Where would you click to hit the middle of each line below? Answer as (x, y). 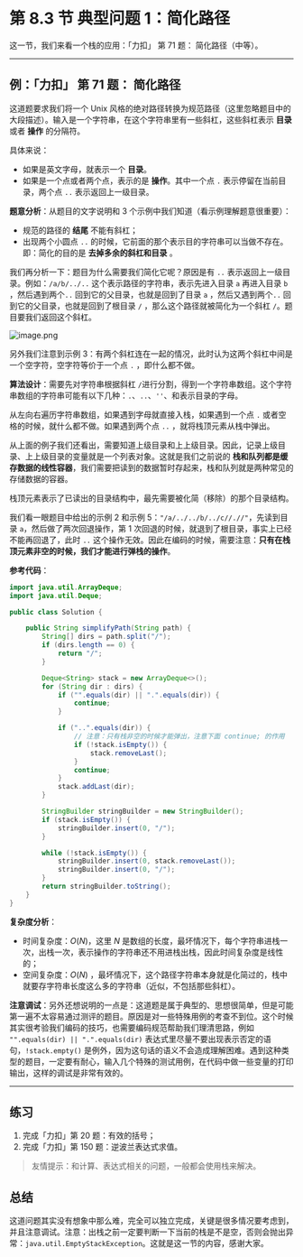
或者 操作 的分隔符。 (47, 131)
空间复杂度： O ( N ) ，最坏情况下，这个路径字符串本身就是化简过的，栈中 (155, 975)
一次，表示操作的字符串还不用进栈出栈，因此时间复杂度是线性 (169, 952)
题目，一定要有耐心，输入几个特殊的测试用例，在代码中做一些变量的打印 (159, 1061)
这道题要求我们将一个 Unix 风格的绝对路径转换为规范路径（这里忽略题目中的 (150, 108)
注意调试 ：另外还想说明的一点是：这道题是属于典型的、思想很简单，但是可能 (151, 1005)
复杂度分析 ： (33, 921)
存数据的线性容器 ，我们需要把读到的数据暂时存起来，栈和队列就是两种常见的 (151, 467)
